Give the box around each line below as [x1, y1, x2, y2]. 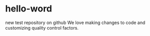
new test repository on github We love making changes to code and [5, 19, 145, 25]
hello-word [5, 3, 52, 14]
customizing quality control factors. [5, 24, 79, 30]
